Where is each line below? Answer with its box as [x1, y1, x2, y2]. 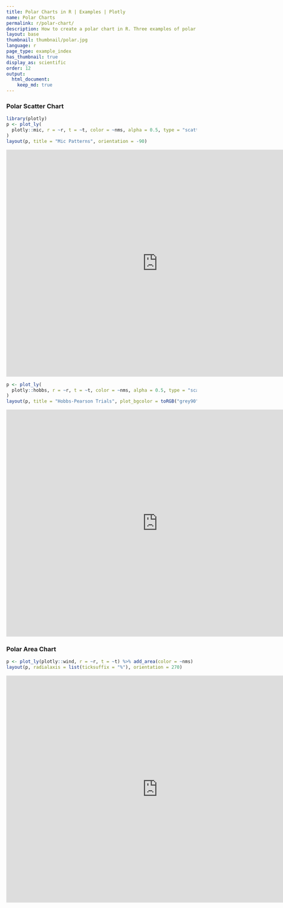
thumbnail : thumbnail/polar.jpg [6, 37, 88, 43]
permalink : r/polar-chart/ [6, 20, 74, 26]
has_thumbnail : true [6, 54, 59, 60]
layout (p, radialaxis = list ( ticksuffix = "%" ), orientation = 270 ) [6, 664, 183, 671]
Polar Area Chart [6, 645, 56, 654]
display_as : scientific [6, 59, 67, 65]
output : [6, 71, 26, 77]
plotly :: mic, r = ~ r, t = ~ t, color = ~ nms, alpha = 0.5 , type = [11, 127, 180, 133]
